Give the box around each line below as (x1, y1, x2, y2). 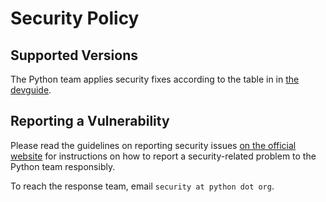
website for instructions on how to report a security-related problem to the (10, 150, 317, 162)
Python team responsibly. (10, 160, 116, 172)
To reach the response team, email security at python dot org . (10, 180, 275, 192)
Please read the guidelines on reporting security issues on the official (10, 139, 297, 151)
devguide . (10, 84, 52, 96)
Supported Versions (10, 47, 138, 64)
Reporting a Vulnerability (10, 113, 170, 130)
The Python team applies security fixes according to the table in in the (10, 73, 300, 85)
